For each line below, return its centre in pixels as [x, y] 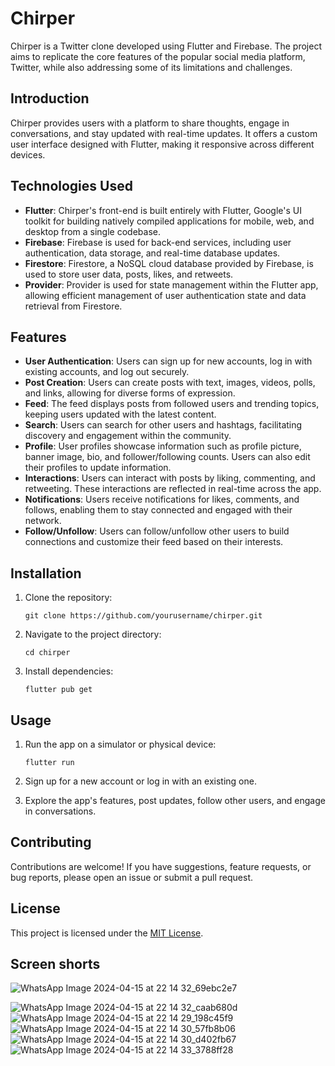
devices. [28, 154]
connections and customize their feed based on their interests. [154, 542]
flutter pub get [58, 690]
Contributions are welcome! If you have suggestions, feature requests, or [161, 866]
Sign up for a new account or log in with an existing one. [140, 781]
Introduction [50, 98]
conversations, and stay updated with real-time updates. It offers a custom [164, 133]
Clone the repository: [68, 598]
